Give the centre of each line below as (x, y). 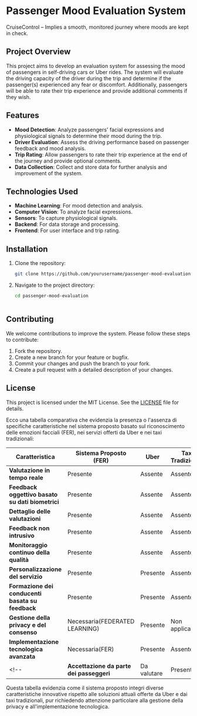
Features (23, 116)
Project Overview (38, 52)
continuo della (29, 552)
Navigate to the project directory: (55, 285)
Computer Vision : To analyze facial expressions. (74, 212)
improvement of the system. (49, 173)
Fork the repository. (38, 351)
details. (15, 408)
